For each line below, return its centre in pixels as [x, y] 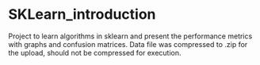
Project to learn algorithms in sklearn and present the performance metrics [130, 36]
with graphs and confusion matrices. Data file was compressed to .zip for [128, 44]
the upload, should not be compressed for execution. [95, 52]
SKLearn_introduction [82, 14]
